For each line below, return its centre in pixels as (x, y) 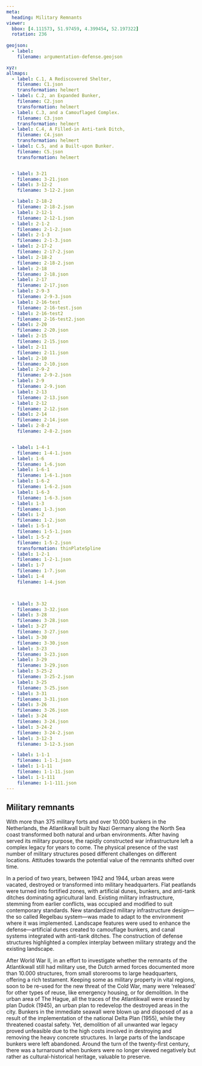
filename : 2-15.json (43, 341)
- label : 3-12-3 (32, 738)
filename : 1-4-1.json (44, 453)
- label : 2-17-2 (32, 246)
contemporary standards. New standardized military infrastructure (88, 910)
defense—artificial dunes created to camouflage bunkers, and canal (91, 930)
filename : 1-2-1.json (44, 560)
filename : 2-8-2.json (44, 431)
